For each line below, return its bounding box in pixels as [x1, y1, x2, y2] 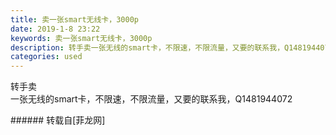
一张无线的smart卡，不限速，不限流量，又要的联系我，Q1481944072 [10, 93, 293, 105]
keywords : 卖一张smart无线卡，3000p [10, 33, 153, 43]
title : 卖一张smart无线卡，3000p [10, 14, 139, 25]
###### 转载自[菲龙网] [10, 114, 106, 126]
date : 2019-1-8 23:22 [10, 24, 101, 34]
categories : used [10, 52, 83, 62]
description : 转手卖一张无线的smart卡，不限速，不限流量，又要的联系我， [10, 42, 285, 53]
